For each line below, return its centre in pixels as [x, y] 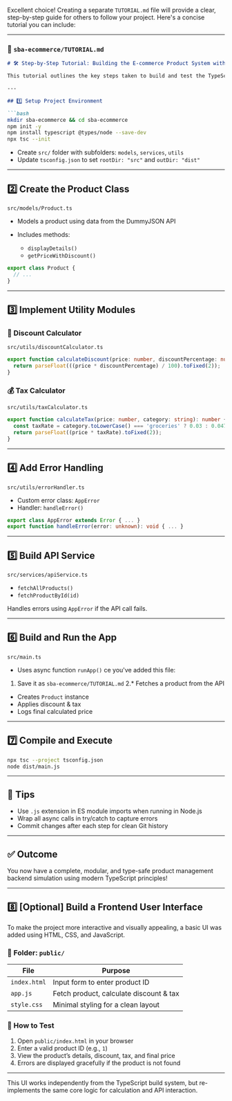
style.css [27, 1005]
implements [24, 1090]
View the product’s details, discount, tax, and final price [96, 1055]
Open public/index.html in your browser [75, 1041]
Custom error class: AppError [58, 500]
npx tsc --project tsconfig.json [55, 760]
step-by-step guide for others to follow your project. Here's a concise [106, 17]
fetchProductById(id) [48, 596]
